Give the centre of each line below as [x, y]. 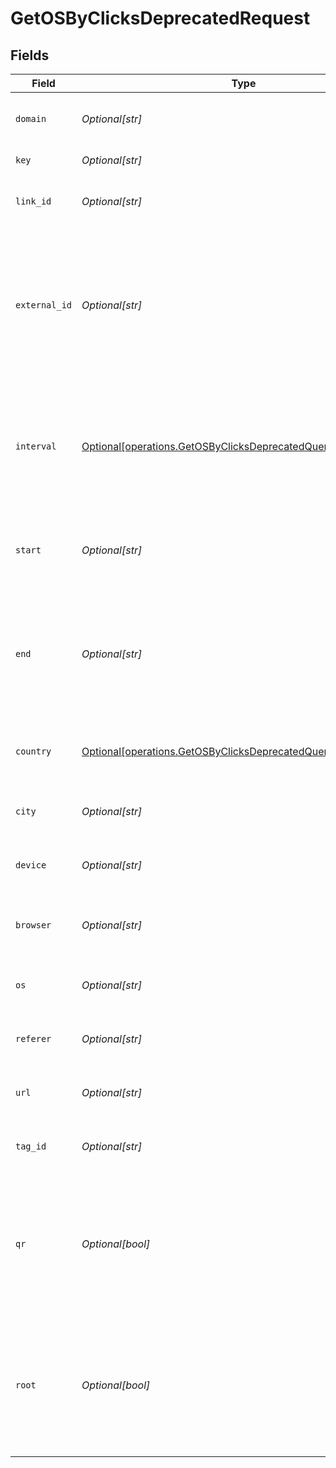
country [33, 751]
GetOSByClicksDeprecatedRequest [160, 18]
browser [33, 925]
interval [36, 446]
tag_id [31, 1146]
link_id [33, 201]
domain [31, 118]
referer [33, 1038]
